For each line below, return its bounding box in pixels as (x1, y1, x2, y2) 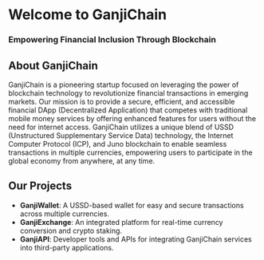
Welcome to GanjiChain (8, 6, 167, 24)
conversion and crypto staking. (19, 226, 122, 235)
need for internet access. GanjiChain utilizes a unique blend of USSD (8, 122, 234, 132)
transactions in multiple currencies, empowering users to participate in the (8, 148, 253, 157)
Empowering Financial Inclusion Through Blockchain (8, 34, 217, 45)
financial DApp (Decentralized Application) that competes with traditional (8, 105, 248, 115)
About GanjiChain (8, 58, 98, 73)
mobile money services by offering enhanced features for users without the (8, 113, 257, 123)
